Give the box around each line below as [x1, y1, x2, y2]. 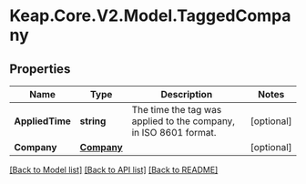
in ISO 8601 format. [131, 127, 217, 138]
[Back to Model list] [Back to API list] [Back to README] [9, 165, 219, 175]
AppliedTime [14, 115, 71, 128]
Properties [9, 61, 71, 77]
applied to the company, [131, 115, 235, 128]
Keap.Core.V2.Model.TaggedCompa [9, 5, 291, 26]
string [79, 115, 107, 128]
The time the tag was [131, 104, 222, 116]
